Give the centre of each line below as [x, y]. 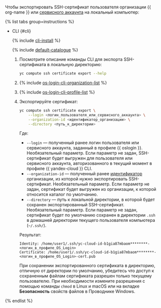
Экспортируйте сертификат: [48, 101]
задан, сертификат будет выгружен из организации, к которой [91, 189]
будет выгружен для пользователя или [92, 158]
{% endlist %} [19, 301]
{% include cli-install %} [36, 40]
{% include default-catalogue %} [45, 50]
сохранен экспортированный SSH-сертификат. [75, 205]
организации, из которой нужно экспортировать [77, 179]
